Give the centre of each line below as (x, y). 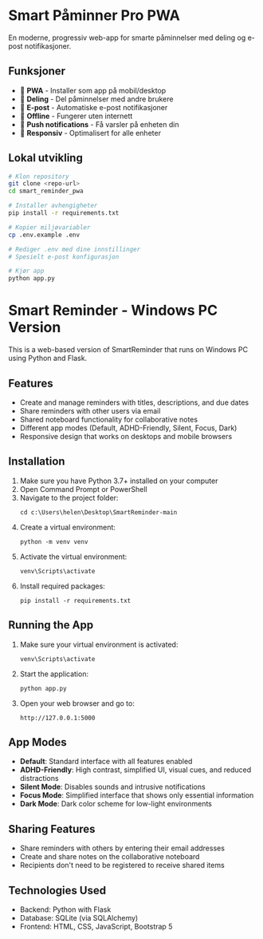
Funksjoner (37, 71)
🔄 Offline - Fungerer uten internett (76, 116)
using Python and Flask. (48, 359)
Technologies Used (57, 890)
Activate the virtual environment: (73, 557)
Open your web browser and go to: (77, 703)
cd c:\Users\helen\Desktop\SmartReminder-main (98, 512)
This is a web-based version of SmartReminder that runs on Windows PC (128, 350)
